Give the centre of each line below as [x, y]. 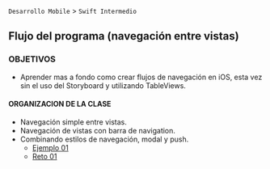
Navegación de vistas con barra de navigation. [98, 130]
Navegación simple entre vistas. [74, 122]
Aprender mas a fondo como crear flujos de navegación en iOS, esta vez [141, 77]
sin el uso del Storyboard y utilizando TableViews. [103, 85]
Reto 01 [44, 156]
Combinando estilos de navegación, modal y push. [104, 139]
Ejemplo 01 [50, 147]
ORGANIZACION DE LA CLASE [60, 104]
